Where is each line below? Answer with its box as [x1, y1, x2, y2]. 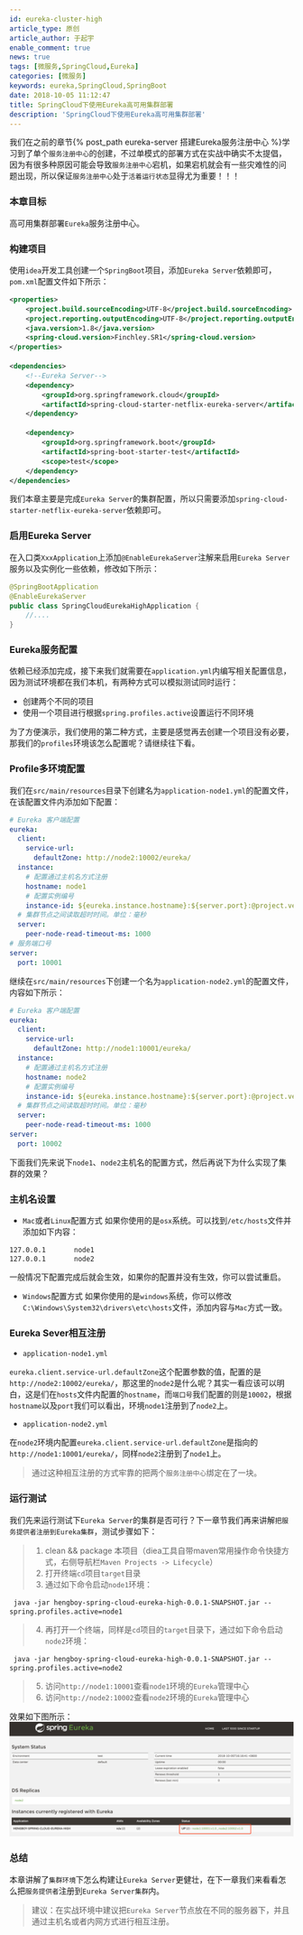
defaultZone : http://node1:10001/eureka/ [32, 1044, 192, 1054]
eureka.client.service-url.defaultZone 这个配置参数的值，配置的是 [9, 1366, 262, 1377]
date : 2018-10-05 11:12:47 [9, 90, 111, 99]
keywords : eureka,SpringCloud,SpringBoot [9, 81, 168, 90]
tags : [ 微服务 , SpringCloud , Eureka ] [9, 62, 140, 71]
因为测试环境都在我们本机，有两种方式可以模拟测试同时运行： [9, 677, 239, 688]
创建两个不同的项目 [22, 696, 95, 707]
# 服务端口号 [9, 939, 51, 948]
